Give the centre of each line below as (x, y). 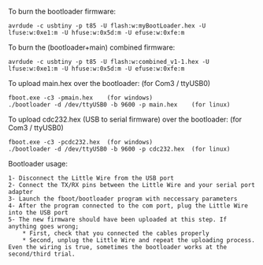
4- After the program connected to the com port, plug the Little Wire (128, 206)
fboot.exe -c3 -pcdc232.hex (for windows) (81, 142)
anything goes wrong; (44, 226)
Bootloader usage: (38, 164)
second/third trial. (42, 254)
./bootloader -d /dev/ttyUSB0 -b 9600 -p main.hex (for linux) (119, 105)
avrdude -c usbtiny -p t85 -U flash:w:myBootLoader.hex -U (107, 26)
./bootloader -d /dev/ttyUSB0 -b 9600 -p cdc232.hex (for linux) (119, 149)
